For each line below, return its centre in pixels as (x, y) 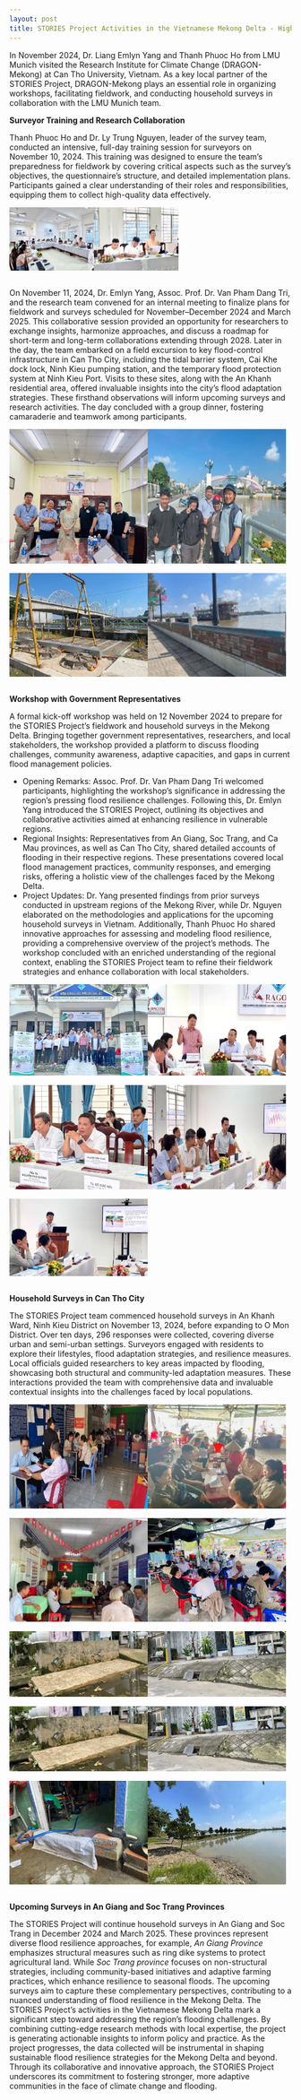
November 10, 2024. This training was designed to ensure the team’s (136, 156)
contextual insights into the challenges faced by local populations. (131, 1392)
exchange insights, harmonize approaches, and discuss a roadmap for (139, 331)
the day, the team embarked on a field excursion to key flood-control (136, 350)
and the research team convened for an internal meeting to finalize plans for (150, 302)
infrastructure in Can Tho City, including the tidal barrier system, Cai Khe (143, 359)
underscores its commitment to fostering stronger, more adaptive (129, 2077)
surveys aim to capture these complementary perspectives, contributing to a (150, 1991)
